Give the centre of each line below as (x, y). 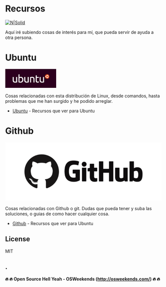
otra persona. (19, 37)
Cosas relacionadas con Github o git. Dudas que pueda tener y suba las (79, 208)
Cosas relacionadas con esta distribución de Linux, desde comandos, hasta (83, 96)
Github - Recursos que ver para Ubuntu (53, 223)
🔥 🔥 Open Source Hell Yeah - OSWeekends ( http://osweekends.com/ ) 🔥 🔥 (83, 279)
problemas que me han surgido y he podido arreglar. (59, 101)
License (18, 239)
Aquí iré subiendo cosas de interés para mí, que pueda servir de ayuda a (80, 32)
